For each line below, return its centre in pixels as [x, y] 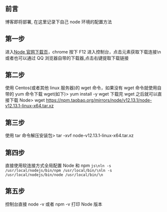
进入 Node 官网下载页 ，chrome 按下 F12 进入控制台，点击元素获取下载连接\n [83, 52]
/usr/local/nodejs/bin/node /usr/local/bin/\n [54, 175]
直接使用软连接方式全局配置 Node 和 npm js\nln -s [58, 165]
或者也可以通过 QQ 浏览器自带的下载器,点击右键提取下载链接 [67, 58]
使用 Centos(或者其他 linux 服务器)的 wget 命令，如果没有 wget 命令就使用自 [83, 88]
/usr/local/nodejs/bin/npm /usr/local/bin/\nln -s [59, 171]
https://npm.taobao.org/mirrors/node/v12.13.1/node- [99, 100]
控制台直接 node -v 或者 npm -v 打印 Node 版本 [54, 204]
